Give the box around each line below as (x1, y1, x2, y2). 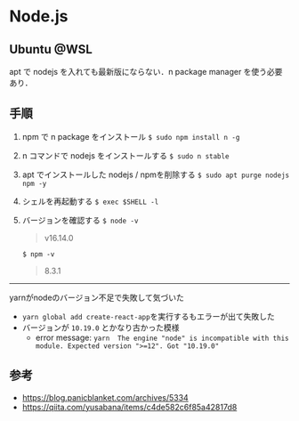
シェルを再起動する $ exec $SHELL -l (21, 196, 159, 206)
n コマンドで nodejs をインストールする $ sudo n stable (21, 150, 230, 161)
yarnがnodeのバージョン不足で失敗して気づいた (9, 292, 185, 303)
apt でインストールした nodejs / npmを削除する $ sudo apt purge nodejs (21, 169, 290, 180)
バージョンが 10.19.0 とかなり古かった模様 (21, 322, 180, 333)
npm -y (21, 179, 47, 188)
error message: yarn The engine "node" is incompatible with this (35, 332, 289, 343)
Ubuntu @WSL (9, 42, 93, 57)
